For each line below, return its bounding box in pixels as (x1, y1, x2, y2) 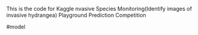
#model (6, 24, 26, 30)
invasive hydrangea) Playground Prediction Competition (6, 11, 146, 19)
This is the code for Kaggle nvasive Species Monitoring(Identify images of (6, 5, 193, 12)
